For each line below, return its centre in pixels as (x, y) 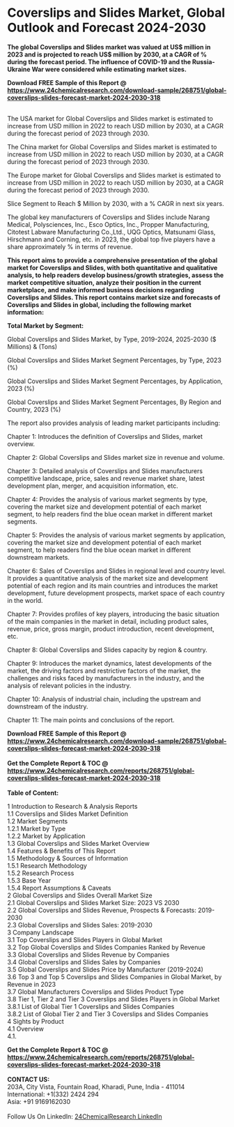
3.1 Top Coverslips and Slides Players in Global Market (85, 939)
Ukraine (19, 69)
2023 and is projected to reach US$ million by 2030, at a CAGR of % (107, 54)
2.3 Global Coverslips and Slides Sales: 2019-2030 (80, 925)
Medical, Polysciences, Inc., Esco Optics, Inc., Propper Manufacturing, (108, 224)
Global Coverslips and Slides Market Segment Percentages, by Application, (115, 381)
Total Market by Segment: (46, 325)
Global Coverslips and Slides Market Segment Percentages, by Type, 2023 (114, 360)
